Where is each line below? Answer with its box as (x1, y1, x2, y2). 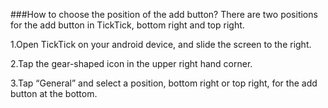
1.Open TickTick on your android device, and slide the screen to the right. (10, 39, 312, 50)
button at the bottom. (10, 88, 98, 99)
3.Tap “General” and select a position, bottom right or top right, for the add (10, 77, 318, 89)
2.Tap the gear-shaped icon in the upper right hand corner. (10, 58, 253, 69)
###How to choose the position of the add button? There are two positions (10, 9, 318, 20)
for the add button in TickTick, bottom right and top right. (10, 19, 245, 31)
